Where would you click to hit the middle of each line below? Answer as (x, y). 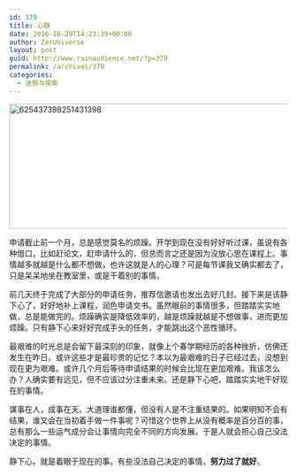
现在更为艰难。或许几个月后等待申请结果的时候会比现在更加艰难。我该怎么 (145, 368)
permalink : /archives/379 (57, 67)
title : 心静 (30, 26)
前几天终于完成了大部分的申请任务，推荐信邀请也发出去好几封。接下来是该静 (148, 294)
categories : (31, 75)
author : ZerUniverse (47, 42)
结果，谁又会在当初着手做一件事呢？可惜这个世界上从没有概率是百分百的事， (148, 420)
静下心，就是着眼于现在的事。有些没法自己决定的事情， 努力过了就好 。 (137, 461)
